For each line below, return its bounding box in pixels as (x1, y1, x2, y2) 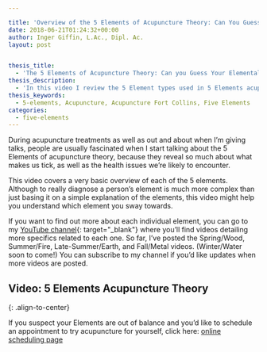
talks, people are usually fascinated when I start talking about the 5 (8, 143, 228, 153)
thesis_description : (8, 77, 77, 85)
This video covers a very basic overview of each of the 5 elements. (8, 176, 228, 186)
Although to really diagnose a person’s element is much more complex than (8, 184, 255, 194)
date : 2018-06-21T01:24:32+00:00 (8, 25, 119, 34)
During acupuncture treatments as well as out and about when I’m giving (8, 136, 246, 145)
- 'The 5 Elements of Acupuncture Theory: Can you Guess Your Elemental (15, 69, 261, 78)
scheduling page (8, 335, 64, 345)
